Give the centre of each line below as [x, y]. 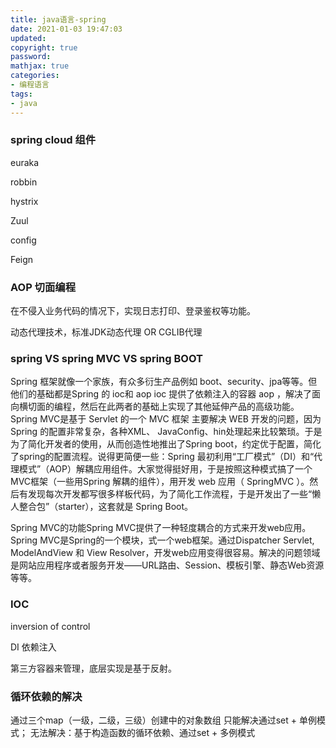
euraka [25, 162]
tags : [21, 94]
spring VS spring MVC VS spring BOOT [106, 359]
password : [31, 57]
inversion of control [50, 626]
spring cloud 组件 [53, 140]
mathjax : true [40, 66]
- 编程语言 [30, 85]
